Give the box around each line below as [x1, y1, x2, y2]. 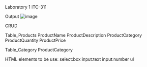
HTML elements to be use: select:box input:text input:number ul [5, 56, 134, 62]
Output [5, 14, 19, 19]
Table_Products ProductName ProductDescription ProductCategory [5, 33, 142, 38]
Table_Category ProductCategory [5, 47, 73, 52]
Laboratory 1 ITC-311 [5, 4, 47, 10]
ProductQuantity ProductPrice [5, 37, 66, 43]
